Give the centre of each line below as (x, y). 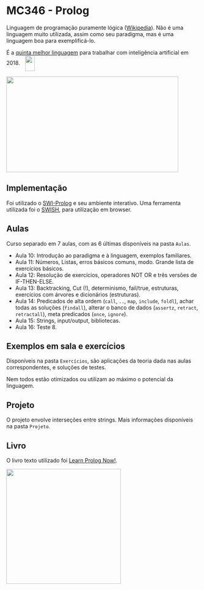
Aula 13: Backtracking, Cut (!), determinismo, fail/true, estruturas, (97, 288)
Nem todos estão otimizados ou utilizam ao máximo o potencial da (90, 379)
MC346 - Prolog (48, 11)
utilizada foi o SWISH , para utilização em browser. (69, 210)
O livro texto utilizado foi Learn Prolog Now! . (62, 460)
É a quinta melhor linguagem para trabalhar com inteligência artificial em (97, 52)
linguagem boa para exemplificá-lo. (51, 40)
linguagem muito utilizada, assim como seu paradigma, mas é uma (90, 34)
